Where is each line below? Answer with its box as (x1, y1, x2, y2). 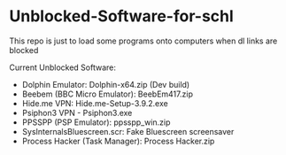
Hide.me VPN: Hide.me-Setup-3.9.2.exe (21, 97, 168, 108)
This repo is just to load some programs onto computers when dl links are (9, 35, 278, 46)
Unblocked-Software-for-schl (9, 6, 235, 27)
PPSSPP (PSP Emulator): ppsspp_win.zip (21, 117, 171, 128)
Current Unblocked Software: (9, 62, 117, 73)
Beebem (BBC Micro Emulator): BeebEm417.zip (21, 89, 193, 99)
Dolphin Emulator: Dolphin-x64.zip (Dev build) (21, 79, 190, 89)
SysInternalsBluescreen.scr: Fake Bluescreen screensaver (21, 126, 235, 136)
